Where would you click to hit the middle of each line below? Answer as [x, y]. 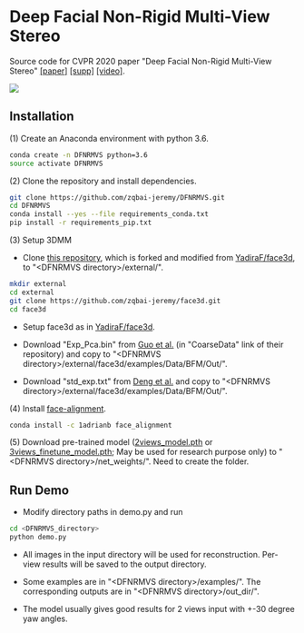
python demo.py [38, 538]
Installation [42, 117]
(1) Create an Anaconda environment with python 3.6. [109, 138]
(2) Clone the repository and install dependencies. [103, 181]
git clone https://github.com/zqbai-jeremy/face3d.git [115, 301]
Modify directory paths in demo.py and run [103, 512]
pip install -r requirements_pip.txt [81, 223]
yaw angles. [45, 618]
